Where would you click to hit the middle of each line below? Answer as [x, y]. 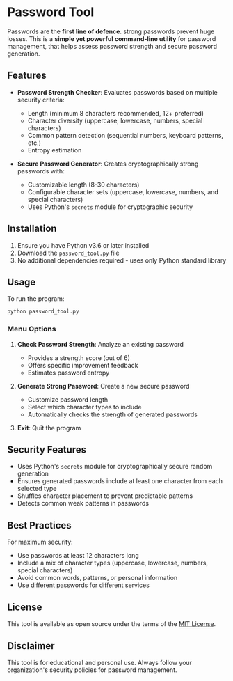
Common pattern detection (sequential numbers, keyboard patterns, [126, 135]
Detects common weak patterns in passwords [83, 503]
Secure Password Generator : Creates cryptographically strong [108, 164]
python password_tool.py [43, 312]
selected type [37, 489]
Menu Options [32, 329]
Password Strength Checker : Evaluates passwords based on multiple [117, 92]
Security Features [47, 450]
